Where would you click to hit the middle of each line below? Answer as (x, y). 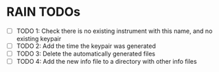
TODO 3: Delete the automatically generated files (86, 54)
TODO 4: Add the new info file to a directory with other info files (106, 62)
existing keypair (39, 39)
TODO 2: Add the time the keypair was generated (86, 46)
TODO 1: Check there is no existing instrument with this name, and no (114, 31)
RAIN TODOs (43, 12)
